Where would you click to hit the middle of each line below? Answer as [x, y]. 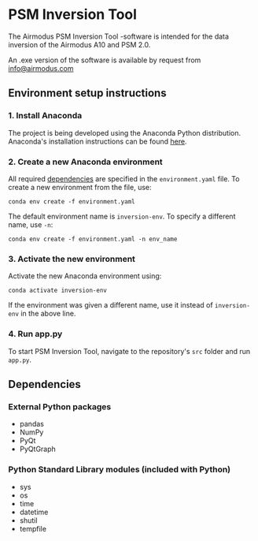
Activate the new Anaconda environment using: [85, 276]
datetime [34, 512]
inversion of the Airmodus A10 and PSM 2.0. [79, 44]
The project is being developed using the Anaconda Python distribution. [125, 132]
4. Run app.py [35, 334]
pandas [32, 424]
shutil [28, 520]
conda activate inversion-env [58, 291]
